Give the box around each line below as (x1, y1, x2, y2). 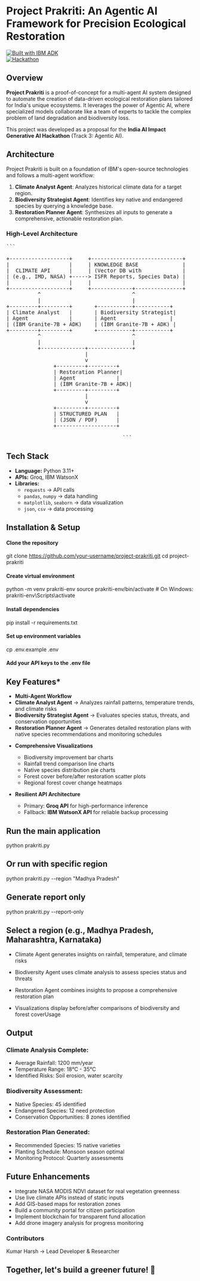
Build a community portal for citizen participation (14, 1206, 136, 1214)
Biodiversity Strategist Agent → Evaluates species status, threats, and (14, 712, 190, 719)
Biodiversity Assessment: (6, 1087, 83, 1095)
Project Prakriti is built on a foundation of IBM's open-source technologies (6, 165, 189, 173)
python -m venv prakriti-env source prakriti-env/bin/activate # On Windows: (6, 586, 193, 593)
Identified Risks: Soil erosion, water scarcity (14, 1072, 123, 1079)
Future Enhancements (6, 1172, 91, 1182)
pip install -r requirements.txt (6, 619, 78, 626)
